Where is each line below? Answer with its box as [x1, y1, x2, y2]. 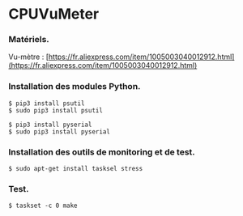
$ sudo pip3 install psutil [8, 106, 104, 114]
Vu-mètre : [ [8, 52, 49, 61]
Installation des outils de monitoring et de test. [8, 146, 196, 158]
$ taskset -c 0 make [8, 201, 79, 210]
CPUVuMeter [8, 5, 100, 23]
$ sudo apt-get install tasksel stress [8, 165, 143, 173]
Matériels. [8, 34, 50, 45]
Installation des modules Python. [8, 81, 141, 92]
